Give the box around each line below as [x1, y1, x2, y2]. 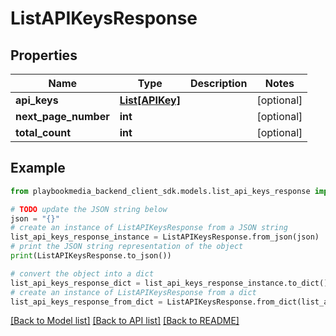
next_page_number [15, 110, 110, 123]
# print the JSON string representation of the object [10, 242, 244, 252]
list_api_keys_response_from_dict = [10, 297, 163, 307]
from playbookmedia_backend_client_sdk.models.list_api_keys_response [10, 186, 311, 196]
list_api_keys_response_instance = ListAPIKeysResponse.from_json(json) [10, 232, 320, 242]
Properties [10, 47, 78, 64]
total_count [15, 126, 71, 139]
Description [189, 77, 248, 90]
